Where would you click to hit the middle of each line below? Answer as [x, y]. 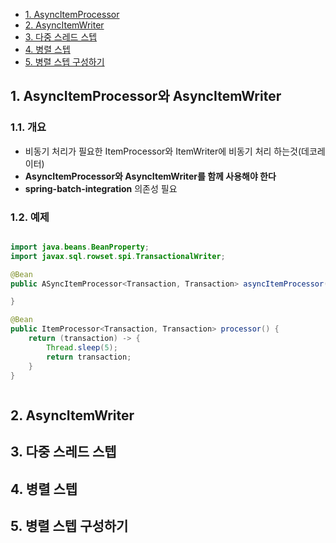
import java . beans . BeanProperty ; [80, 247]
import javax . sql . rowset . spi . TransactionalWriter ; [118, 256]
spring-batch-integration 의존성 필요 [101, 188]
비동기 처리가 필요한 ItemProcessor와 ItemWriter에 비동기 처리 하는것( [163, 151]
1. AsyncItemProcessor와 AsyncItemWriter [146, 96]
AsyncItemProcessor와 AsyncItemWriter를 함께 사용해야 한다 [150, 176]
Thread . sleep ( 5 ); [82, 347]
